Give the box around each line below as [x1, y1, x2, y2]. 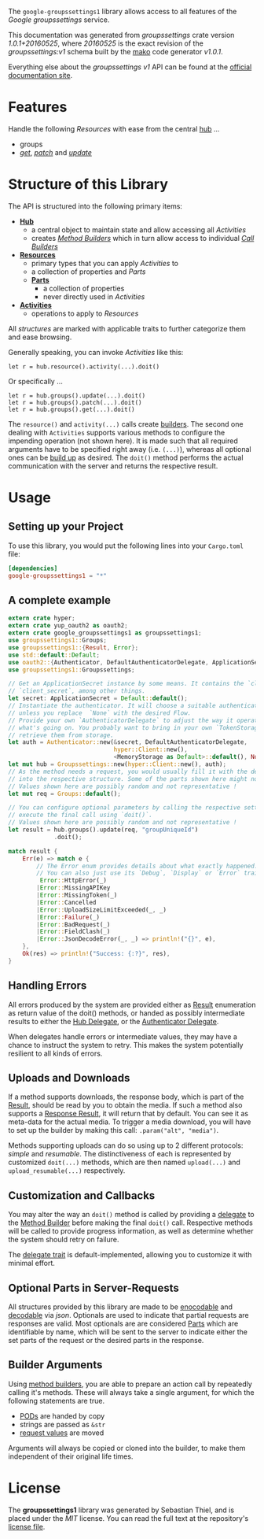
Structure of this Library [8, 176, 169, 194]
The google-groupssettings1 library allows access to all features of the [8, 7, 237, 16]
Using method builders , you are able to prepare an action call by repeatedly [8, 1379, 253, 1389]
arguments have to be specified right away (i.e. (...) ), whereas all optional [8, 444, 251, 453]
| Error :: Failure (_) [36, 913, 101, 921]
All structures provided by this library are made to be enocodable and [8, 1302, 233, 1311]
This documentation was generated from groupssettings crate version [8, 31, 235, 39]
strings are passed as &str [19, 1419, 106, 1429]
